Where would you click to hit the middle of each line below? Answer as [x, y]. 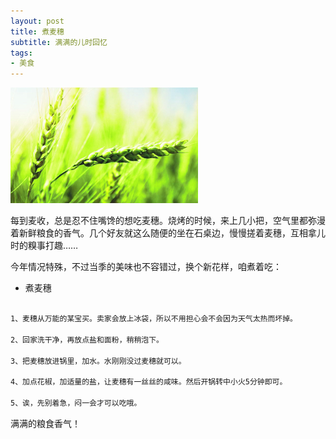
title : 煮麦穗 [37, 31]
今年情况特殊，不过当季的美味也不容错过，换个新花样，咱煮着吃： [146, 267]
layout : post [37, 21]
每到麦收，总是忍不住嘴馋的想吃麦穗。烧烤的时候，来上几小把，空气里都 [159, 221]
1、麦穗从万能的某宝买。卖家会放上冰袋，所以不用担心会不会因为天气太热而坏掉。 [154, 319]
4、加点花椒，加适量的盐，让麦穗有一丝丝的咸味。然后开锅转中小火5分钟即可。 [149, 382]
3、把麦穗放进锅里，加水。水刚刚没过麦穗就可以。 [98, 361]
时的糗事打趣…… [44, 246]
